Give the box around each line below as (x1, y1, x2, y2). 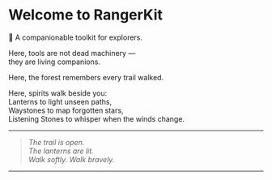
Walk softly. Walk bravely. (28, 154, 115, 164)
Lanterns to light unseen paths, (8, 96, 113, 106)
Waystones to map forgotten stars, (8, 105, 124, 115)
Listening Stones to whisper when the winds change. (8, 114, 185, 123)
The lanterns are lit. (28, 146, 95, 156)
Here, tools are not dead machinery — (8, 48, 136, 58)
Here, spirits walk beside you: (8, 88, 108, 98)
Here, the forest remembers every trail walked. (8, 72, 164, 82)
